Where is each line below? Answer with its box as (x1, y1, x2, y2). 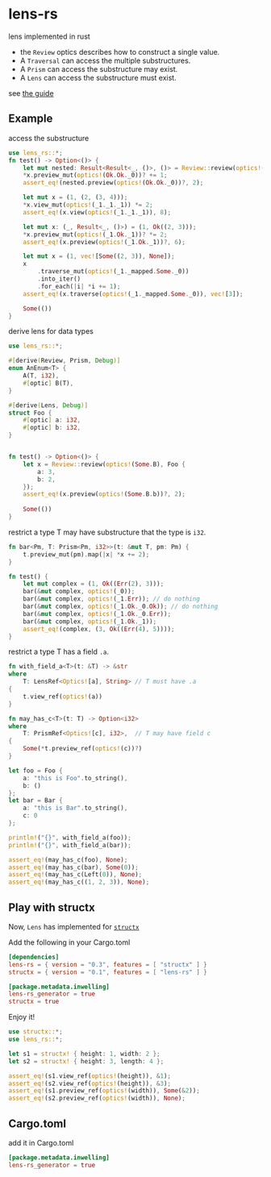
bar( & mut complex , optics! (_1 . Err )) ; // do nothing (23, 595, 200, 603)
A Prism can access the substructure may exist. (19, 64, 178, 73)
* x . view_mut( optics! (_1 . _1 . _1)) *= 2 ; (23, 201, 153, 209)
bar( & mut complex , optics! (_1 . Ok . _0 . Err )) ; (23, 609, 172, 618)
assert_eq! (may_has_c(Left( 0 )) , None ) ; (8, 871, 143, 879)
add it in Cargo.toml (8, 1138, 74, 1147)
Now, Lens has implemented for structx (8, 921, 140, 931)
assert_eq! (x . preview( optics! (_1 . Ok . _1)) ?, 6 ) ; (23, 238, 186, 246)
